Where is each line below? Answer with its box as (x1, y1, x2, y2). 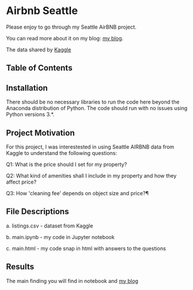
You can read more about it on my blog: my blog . (6, 34, 124, 42)
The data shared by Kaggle (6, 46, 71, 53)
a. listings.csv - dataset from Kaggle (6, 222, 94, 229)
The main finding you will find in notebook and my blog (6, 277, 139, 284)
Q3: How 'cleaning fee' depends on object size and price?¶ (6, 189, 149, 196)
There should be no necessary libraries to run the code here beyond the (6, 98, 180, 106)
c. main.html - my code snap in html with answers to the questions (6, 244, 166, 252)
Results (6, 262, 35, 272)
